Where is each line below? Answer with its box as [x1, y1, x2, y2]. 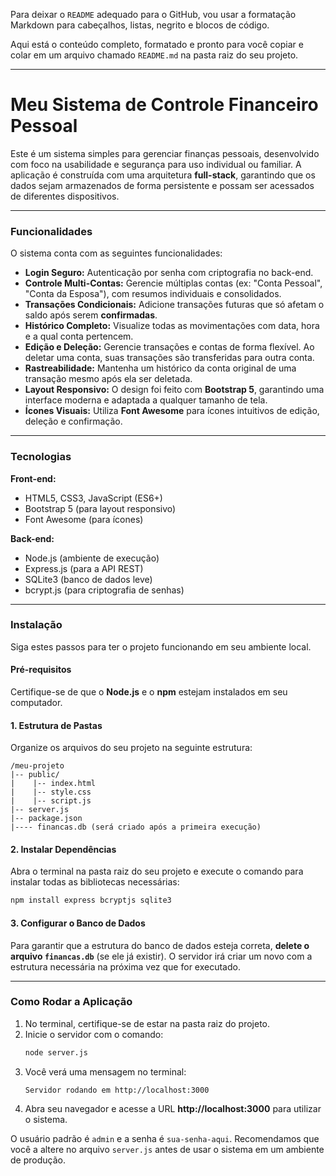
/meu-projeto [10, 761, 65, 771]
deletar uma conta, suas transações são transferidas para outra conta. [24, 352, 315, 364]
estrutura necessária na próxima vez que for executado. [10, 960, 241, 973]
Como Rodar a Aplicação [10, 995, 133, 1009]
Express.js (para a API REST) [24, 562, 144, 574]
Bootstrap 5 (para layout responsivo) [24, 502, 177, 514]
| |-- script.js [10, 796, 92, 806]
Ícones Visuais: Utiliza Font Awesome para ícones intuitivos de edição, [24, 405, 320, 417]
